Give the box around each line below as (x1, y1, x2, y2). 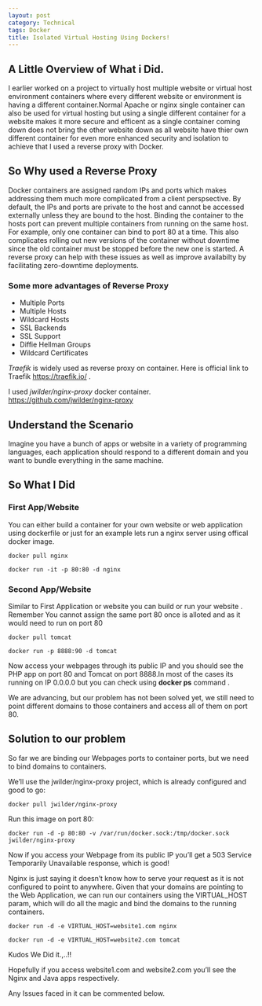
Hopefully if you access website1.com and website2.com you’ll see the (8, 964, 237, 975)
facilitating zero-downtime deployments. (8, 260, 139, 270)
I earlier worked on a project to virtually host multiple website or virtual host (8, 83, 253, 93)
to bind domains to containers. (8, 762, 107, 771)
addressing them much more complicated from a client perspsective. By (8, 193, 242, 203)
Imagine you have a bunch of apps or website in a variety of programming (8, 439, 247, 448)
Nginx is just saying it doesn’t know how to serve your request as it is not (8, 873, 245, 883)
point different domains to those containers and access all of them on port (8, 701, 249, 710)
